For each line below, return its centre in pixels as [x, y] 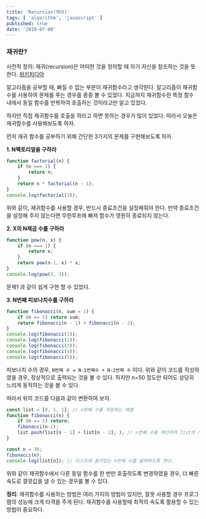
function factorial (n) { [38, 161]
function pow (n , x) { [34, 240]
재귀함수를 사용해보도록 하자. [41, 123]
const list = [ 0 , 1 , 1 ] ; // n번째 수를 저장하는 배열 [70, 410]
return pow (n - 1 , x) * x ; [49, 263]
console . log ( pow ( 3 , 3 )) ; [38, 274]
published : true [27, 23]
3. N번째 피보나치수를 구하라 [40, 300]
